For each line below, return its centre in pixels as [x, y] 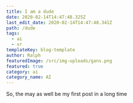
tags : [13, 34]
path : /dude [21, 28]
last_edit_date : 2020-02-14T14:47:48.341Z [59, 22]
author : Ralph [24, 55]
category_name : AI [29, 77]
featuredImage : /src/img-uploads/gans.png [59, 61]
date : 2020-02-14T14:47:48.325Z [46, 17]
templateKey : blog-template [41, 50]
